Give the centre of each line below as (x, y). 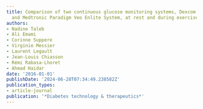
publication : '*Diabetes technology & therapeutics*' (76, 96)
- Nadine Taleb (25, 29)
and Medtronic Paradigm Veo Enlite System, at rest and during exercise (105, 18)
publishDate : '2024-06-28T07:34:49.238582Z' (63, 79)
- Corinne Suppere (29, 40)
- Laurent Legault (29, 51)
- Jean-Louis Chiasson (35, 57)
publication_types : (31, 85)
